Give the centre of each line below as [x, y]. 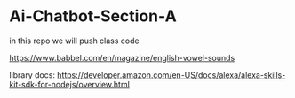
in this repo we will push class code [74, 41]
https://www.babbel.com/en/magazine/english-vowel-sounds [122, 57]
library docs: [32, 75]
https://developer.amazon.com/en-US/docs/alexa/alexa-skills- [171, 75]
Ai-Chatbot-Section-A [93, 16]
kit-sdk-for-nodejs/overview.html [70, 84]
